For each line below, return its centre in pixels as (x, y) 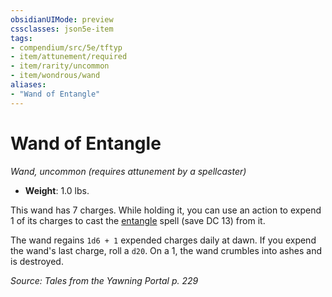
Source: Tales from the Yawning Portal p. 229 (104, 280)
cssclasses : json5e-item (62, 29)
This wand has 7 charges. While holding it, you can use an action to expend (166, 210)
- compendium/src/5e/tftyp (66, 47)
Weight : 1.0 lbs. (57, 190)
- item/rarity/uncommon (60, 66)
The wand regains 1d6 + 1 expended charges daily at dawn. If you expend (163, 240)
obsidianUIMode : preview (62, 19)
